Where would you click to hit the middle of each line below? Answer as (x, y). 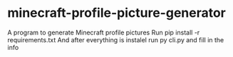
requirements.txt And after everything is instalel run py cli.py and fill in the (116, 39)
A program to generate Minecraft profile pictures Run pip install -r (104, 32)
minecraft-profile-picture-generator (116, 13)
